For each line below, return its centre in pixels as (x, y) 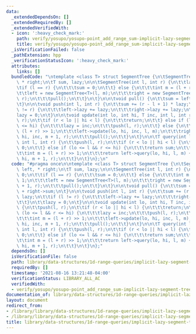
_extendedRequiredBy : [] (41, 22)
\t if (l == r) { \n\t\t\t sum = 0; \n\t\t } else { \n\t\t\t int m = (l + (101, 88)
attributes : (26, 66)
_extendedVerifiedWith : (40, 28)
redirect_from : (24, 306)
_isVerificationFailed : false (48, 50)
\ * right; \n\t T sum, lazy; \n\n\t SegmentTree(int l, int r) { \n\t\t (101, 83)
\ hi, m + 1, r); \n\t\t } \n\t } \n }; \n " (62, 159)
